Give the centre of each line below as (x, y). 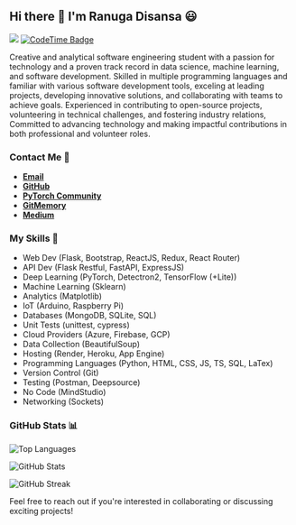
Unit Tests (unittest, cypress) (76, 325)
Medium (38, 215)
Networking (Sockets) (63, 401)
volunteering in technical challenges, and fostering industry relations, (138, 115)
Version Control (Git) (60, 373)
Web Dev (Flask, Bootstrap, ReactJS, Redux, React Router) (131, 258)
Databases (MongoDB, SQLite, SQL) (89, 316)
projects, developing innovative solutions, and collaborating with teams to (146, 95)
